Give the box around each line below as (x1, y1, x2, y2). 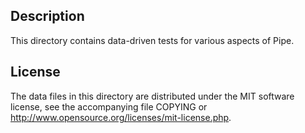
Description (10, 8, 85, 25)
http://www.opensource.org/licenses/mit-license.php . (10, 111, 232, 123)
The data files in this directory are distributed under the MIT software (10, 90, 295, 102)
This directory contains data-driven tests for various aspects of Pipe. (10, 34, 295, 46)
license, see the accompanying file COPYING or (10, 100, 208, 113)
